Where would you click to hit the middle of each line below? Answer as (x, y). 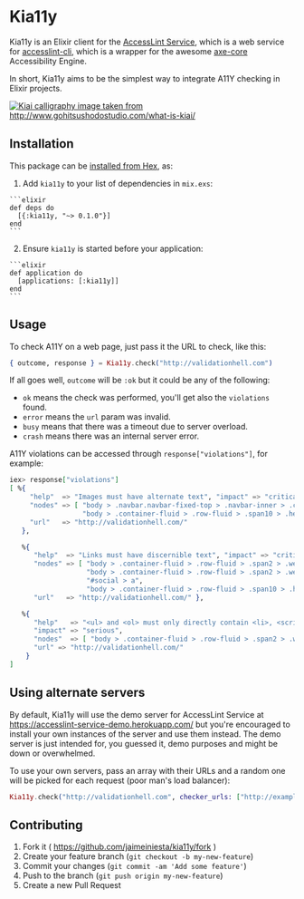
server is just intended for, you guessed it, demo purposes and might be (144, 743)
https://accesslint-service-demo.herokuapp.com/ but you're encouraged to (150, 724)
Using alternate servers (77, 693)
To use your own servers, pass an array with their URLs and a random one (147, 770)
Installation (42, 144)
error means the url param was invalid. (96, 417)
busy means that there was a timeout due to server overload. (135, 427)
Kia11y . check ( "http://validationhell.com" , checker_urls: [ (125, 797)
